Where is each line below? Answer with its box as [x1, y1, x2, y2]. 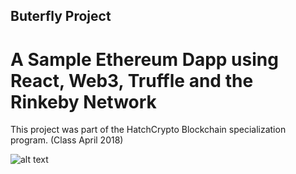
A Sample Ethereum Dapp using [10, 48, 279, 71]
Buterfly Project [10, 8, 112, 25]
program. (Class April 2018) [10, 134, 124, 146]
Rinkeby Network [10, 90, 157, 113]
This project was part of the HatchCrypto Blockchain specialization [10, 124, 287, 136]
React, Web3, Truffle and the [10, 69, 254, 92]
